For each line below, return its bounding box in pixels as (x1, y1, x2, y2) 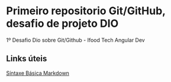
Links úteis (6, 53, 47, 64)
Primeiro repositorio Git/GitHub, (6, 4, 166, 18)
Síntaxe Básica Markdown (6, 70, 70, 77)
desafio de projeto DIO (6, 17, 119, 30)
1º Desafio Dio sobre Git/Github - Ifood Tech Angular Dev (6, 36, 145, 43)
